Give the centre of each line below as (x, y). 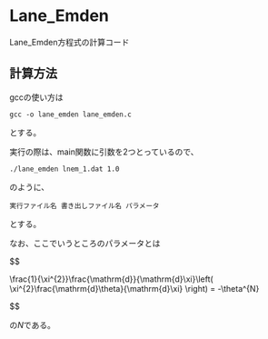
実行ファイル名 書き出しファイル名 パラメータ (84, 205)
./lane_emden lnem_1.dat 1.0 (65, 169)
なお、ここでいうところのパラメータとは (85, 243)
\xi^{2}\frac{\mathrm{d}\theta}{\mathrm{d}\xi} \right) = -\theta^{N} (134, 288)
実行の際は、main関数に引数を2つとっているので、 (104, 152)
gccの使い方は (36, 97)
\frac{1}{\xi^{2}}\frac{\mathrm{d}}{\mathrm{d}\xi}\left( (111, 279)
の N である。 (33, 324)
